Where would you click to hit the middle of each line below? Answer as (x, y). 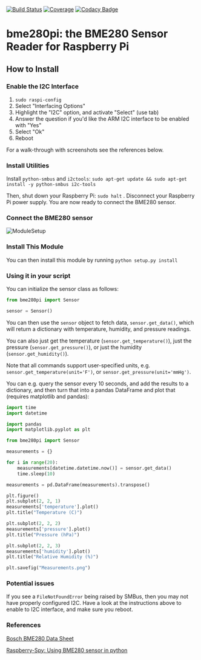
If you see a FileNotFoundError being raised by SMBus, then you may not (97, 596)
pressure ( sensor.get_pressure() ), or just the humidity (74, 347)
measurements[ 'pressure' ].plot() (48, 529)
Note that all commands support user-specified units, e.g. (78, 365)
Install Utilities (28, 165)
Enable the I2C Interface (43, 86)
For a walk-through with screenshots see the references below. (85, 150)
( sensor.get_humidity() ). (38, 353)
